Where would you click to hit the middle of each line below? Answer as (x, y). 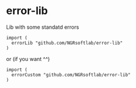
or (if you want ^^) (28, 59)
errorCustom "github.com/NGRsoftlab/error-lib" (71, 75)
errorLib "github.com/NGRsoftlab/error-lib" (67, 43)
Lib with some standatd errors (43, 27)
